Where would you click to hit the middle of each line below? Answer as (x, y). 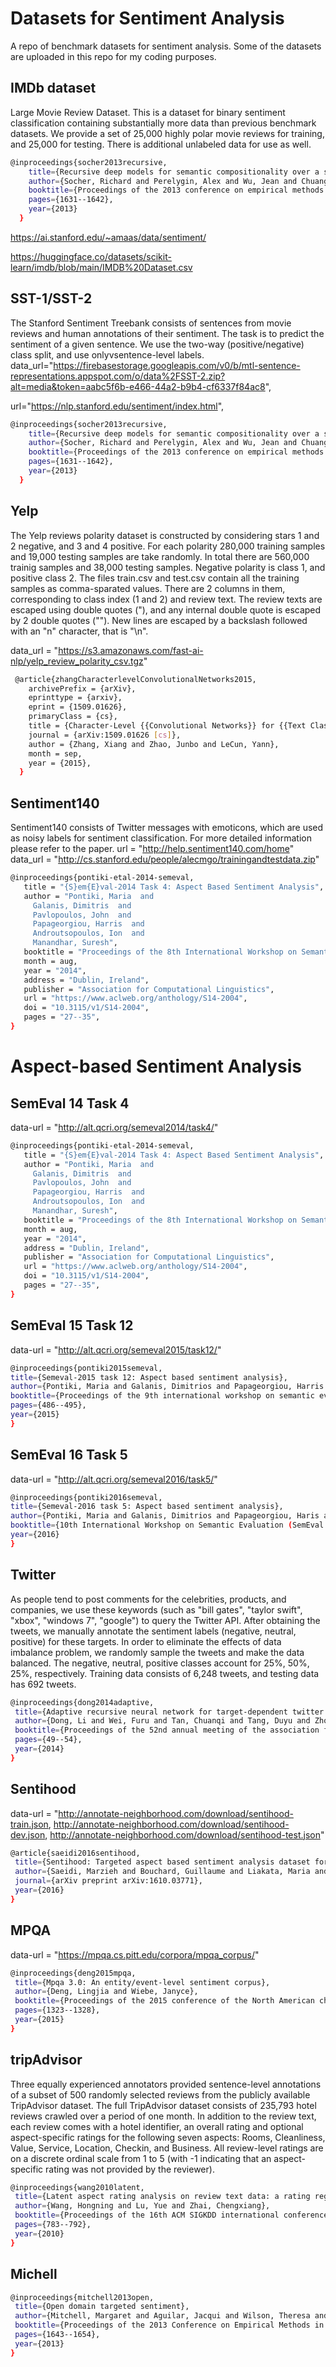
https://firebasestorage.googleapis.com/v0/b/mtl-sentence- (177, 365)
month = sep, (55, 753)
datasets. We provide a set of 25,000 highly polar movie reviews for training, (167, 133)
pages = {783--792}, (53, 2225)
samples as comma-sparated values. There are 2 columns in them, (148, 588)
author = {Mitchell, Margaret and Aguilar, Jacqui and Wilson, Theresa (162, 2316)
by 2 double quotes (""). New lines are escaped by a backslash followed (159, 620)
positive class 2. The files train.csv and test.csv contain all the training (155, 578)
